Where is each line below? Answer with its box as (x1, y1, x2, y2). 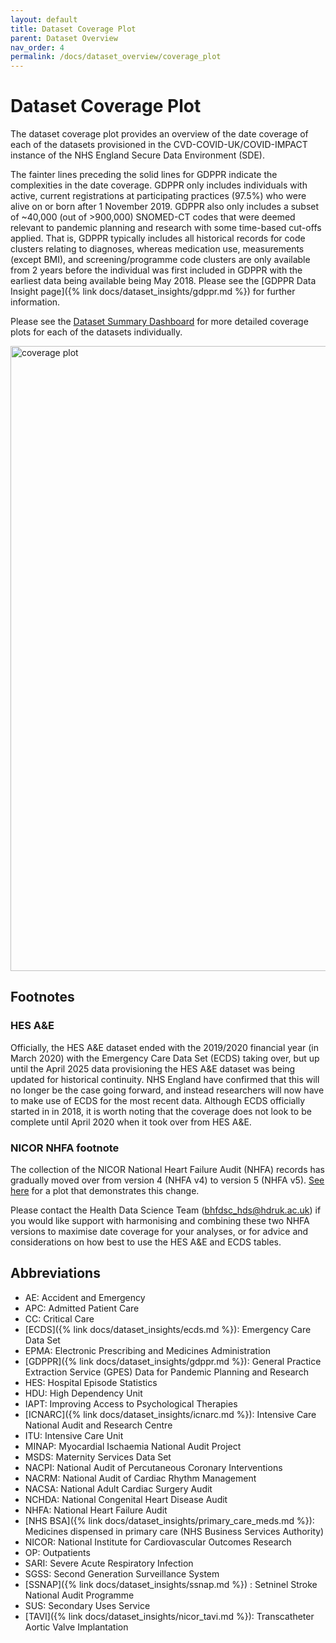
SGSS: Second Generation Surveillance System (24, 1567, 220, 1580)
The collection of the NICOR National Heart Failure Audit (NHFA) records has (10, 1164, 326, 1176)
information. (10, 296, 61, 308)
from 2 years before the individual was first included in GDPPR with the (10, 264, 303, 276)
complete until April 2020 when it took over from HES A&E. (10, 1116, 252, 1128)
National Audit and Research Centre (24, 1419, 173, 1431)
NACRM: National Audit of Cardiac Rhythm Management (24, 1472, 257, 1484)
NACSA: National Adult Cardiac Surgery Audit (24, 1482, 213, 1495)
